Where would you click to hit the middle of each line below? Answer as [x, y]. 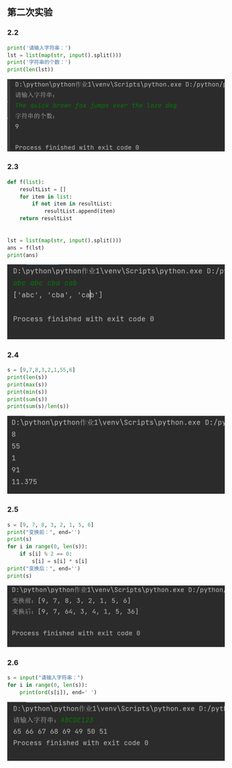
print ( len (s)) [28, 377]
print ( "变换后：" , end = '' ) [44, 569]
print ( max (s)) [28, 384]
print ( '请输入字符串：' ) [39, 48]
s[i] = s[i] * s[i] [60, 562]
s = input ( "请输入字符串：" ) [46, 678]
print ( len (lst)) [30, 70]
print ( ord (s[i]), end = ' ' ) [58, 693]
